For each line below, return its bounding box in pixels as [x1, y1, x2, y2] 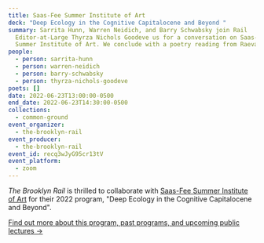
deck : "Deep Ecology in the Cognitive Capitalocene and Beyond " [8, 19, 226, 27]
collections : [8, 107, 51, 114]
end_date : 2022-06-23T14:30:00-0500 [8, 99, 128, 107]
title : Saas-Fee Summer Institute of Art [8, 11, 146, 20]
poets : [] [8, 84, 41, 92]
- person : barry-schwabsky [15, 70, 104, 78]
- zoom [15, 165, 37, 172]
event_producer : [8, 135, 61, 143]
